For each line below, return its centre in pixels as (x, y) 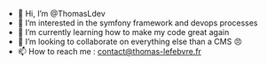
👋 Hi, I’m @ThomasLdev (61, 14)
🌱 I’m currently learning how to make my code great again (123, 32)
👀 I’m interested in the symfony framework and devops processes (138, 23)
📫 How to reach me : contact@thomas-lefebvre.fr (110, 51)
